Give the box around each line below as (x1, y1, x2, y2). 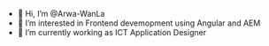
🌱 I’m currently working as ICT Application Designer (17, 27, 206, 37)
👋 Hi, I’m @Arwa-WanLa (17, 9, 105, 19)
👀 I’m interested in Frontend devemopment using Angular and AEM (17, 18, 261, 28)
